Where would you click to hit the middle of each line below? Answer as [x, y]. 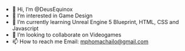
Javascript [25, 28]
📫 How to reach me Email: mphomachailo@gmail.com [80, 41]
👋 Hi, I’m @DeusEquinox [42, 9]
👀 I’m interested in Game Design [52, 16]
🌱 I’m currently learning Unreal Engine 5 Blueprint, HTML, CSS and [96, 22]
